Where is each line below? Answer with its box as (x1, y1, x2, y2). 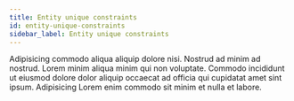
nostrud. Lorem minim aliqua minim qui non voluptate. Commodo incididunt (9, 63, 285, 74)
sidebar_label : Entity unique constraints (9, 29, 169, 38)
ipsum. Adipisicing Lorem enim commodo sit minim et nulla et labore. (9, 82, 263, 93)
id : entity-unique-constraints (9, 21, 126, 30)
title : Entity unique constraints (9, 12, 138, 22)
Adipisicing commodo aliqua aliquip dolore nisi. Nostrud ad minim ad (9, 54, 261, 65)
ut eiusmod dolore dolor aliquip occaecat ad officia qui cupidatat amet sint (9, 73, 282, 83)
